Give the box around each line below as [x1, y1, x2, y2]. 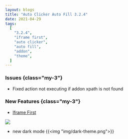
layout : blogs [5, 7, 35, 12]
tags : [5, 21, 16, 26]
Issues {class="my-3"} [5, 74, 63, 81]
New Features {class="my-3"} [5, 98, 81, 105]
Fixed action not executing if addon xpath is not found [12, 85, 124, 92]
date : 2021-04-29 [5, 16, 41, 21]
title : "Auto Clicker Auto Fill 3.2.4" [5, 12, 88, 17]
